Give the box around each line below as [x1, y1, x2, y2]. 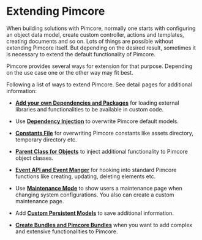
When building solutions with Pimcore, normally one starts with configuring [6, 24, 196, 32]
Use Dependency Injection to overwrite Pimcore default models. [15, 118, 179, 125]
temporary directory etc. [15, 136, 77, 143]
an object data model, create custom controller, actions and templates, [6, 31, 185, 38]
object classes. [15, 154, 54, 162]
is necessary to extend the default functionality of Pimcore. [6, 50, 156, 58]
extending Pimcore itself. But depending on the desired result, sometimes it [6, 44, 196, 51]
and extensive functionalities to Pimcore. [15, 228, 118, 235]
